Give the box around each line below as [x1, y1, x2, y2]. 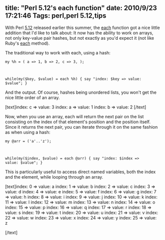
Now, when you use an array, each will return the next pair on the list [5, 113, 144, 119]
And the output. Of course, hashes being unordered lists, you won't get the [5, 89, 157, 95]
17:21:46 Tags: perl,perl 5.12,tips [5, 12, 107, 20]
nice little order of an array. [5, 94, 60, 100]
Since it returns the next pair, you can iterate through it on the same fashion [5, 124, 158, 130]
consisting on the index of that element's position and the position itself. [5, 119, 151, 125]
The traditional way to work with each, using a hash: [5, 50, 110, 55]
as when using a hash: [5, 129, 51, 135]
